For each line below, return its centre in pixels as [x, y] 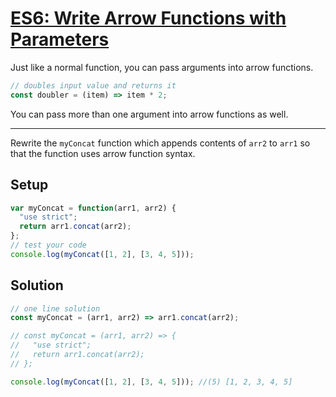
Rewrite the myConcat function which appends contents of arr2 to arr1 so [160, 143]
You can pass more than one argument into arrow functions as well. [149, 114]
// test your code [48, 245]
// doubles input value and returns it [93, 85]
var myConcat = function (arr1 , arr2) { [93, 208]
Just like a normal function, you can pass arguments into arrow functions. [162, 67]
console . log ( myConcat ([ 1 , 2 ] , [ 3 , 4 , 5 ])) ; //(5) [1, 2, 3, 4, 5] [151, 382]
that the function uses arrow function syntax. [103, 153]
